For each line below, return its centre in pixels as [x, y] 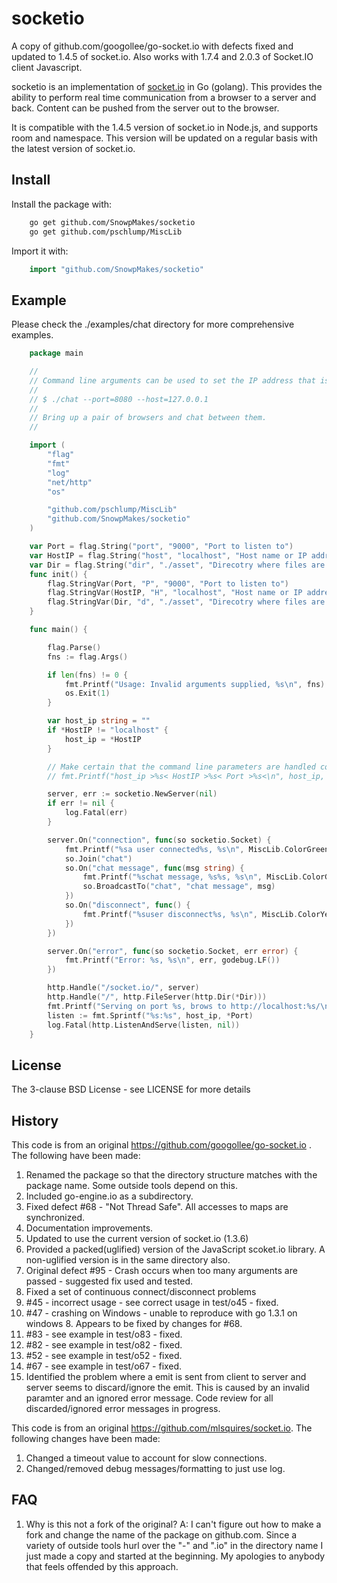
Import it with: [40, 251]
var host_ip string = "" [99, 721]
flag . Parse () [74, 647]
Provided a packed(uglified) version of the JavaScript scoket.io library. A [175, 1249]
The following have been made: [76, 1156]
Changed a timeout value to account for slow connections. [146, 1458]
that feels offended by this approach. [102, 1566]
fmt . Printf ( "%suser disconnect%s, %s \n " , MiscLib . [190, 914]
